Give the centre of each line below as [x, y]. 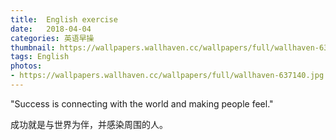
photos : [26, 66]
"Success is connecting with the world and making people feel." [142, 103]
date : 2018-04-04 [51, 29]
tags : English [40, 57]
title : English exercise [64, 19]
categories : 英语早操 [52, 38]
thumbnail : [33, 47]
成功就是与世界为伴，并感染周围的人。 [89, 124]
